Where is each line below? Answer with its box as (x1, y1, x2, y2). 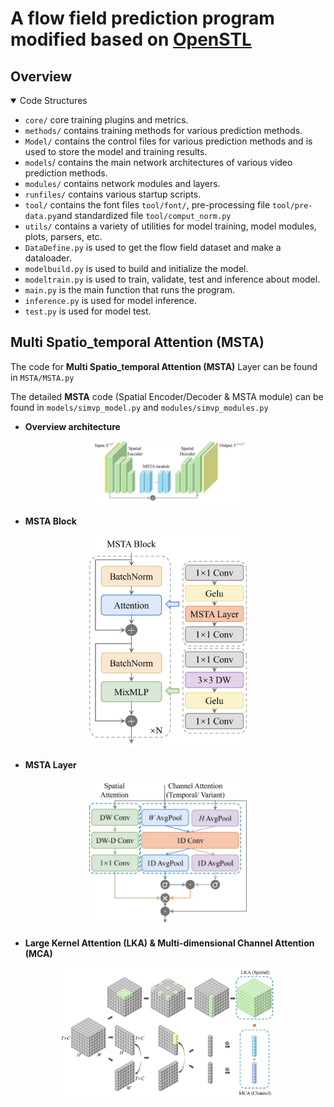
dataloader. (24, 252, 72, 264)
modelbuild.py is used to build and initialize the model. (24, 263, 249, 274)
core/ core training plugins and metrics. (24, 114, 189, 126)
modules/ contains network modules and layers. (24, 178, 221, 189)
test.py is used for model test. (24, 305, 152, 317)
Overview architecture (24, 420, 121, 432)
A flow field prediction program (10, 7, 275, 30)
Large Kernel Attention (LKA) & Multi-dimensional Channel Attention (24, 937, 315, 949)
